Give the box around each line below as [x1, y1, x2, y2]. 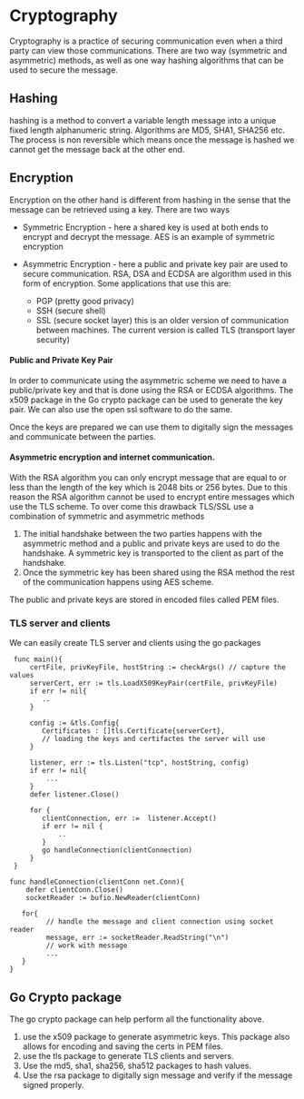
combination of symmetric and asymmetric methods [9, 510, 205, 521]
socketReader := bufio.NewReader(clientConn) [25, 894, 201, 903]
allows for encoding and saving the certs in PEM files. [22, 1041, 224, 1052]
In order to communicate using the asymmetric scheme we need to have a [9, 374, 288, 386]
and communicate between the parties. [9, 431, 156, 441]
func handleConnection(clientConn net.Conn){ [9, 877, 184, 886]
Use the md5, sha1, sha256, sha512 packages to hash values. [22, 1060, 252, 1072]
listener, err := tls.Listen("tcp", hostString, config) [29, 758, 250, 767]
